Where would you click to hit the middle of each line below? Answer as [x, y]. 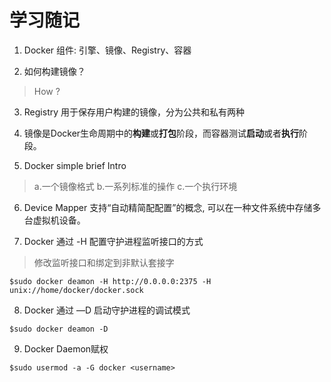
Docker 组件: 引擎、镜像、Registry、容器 [107, 50]
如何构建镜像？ [54, 71]
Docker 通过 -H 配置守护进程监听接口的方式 [113, 241]
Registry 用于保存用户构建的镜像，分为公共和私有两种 [134, 112]
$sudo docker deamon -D [59, 329]
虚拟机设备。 [59, 220]
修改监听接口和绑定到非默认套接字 [104, 262]
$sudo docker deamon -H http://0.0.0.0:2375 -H [110, 281]
